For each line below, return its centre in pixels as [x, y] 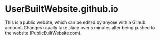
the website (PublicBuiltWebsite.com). [43, 33]
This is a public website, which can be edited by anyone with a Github [75, 22]
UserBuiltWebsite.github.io [62, 9]
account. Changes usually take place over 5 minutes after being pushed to [80, 27]
